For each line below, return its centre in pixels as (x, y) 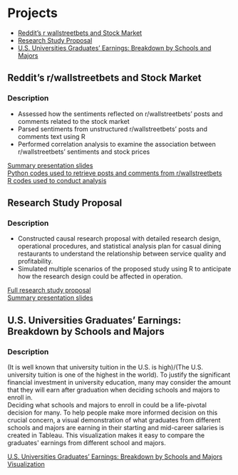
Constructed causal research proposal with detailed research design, (119, 239)
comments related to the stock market (73, 121)
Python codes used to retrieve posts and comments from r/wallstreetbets (115, 173)
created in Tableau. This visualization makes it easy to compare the (106, 435)
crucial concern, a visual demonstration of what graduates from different (114, 420)
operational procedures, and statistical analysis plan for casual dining (119, 246)
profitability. (35, 261)
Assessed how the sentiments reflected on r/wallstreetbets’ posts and (120, 114)
